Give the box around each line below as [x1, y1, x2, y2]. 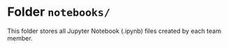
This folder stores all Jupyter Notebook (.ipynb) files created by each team [7, 27, 222, 35]
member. [7, 34, 33, 42]
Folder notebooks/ [7, 4, 111, 20]
